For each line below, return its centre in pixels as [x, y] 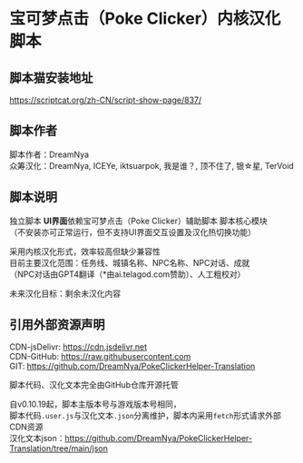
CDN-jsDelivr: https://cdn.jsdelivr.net [78, 347]
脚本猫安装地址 [51, 78]
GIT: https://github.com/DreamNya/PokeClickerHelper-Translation [132, 366]
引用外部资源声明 [57, 325]
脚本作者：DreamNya [49, 154]
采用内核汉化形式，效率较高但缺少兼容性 [85, 251]
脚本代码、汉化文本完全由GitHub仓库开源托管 [94, 385]
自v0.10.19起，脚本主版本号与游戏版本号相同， [95, 404]
